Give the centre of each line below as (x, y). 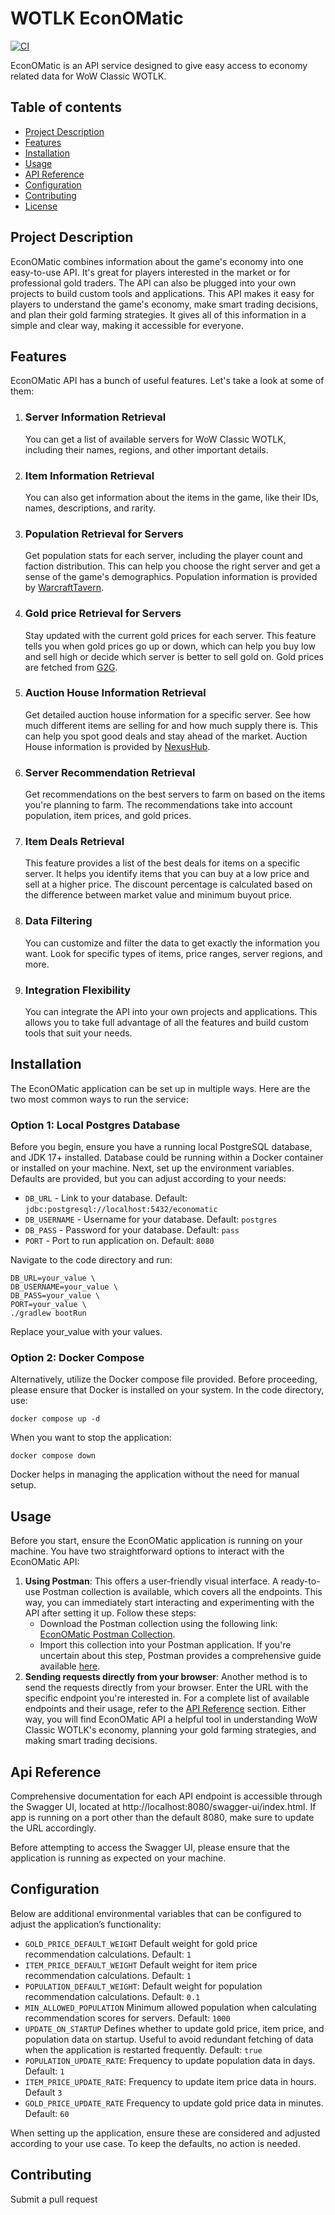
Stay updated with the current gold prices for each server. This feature (170, 635)
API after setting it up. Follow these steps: (110, 1613)
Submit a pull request (54, 2199)
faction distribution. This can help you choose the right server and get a (172, 566)
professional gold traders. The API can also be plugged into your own (153, 283)
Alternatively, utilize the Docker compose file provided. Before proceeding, (164, 1379)
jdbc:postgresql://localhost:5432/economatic (121, 1210)
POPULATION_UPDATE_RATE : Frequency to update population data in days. (170, 2060)
